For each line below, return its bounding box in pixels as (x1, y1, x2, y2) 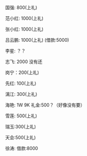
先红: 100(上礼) (5, 81, 36, 86)
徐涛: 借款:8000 (5, 145, 38, 151)
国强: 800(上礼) (5, 5, 37, 10)
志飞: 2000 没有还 (5, 59, 42, 65)
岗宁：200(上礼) (5, 69, 39, 75)
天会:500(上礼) (5, 135, 36, 140)
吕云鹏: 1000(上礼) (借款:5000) (5, 37, 69, 43)
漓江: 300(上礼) (5, 91, 37, 97)
